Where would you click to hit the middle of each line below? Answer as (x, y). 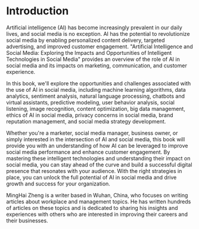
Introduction (38, 11)
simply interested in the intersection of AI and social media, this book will (96, 139)
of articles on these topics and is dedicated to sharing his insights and (92, 208)
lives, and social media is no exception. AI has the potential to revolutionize (98, 33)
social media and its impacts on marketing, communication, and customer (97, 65)
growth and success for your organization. (58, 184)
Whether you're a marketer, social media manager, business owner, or (92, 133)
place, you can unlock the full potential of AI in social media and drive (91, 177)
